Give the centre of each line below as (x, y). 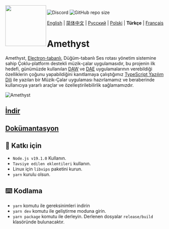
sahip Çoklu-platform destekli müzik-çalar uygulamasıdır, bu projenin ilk (80, 63)
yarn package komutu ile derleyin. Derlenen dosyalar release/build (83, 217)
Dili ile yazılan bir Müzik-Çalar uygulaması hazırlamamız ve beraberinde (80, 80)
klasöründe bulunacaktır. (38, 222)
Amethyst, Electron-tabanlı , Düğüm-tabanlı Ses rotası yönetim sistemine (81, 58)
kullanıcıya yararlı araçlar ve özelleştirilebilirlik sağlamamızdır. (69, 85)
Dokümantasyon (32, 128)
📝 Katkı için (23, 146)
